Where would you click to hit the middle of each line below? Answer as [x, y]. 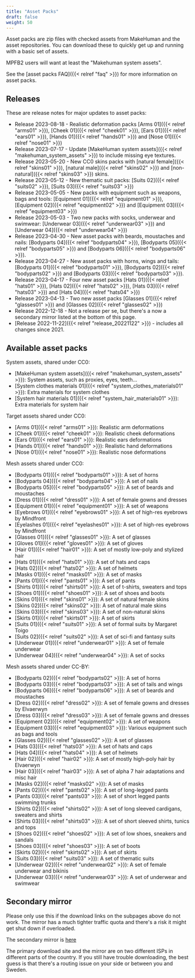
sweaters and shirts [38, 815]
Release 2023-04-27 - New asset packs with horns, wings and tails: [97, 261]
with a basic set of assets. [37, 52]
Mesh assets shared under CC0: [45, 464]
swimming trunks [35, 802]
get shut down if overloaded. [41, 928]
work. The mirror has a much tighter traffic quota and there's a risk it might [96, 922]
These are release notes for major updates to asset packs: [76, 113]
